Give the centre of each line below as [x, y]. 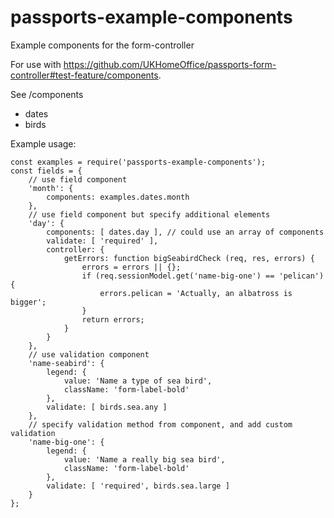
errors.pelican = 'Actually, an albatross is [196, 293]
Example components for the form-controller [102, 45]
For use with [36, 64]
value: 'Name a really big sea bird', [144, 459]
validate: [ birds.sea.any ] [107, 407]
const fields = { [46, 171]
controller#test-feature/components [84, 75]
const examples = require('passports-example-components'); [138, 162]
